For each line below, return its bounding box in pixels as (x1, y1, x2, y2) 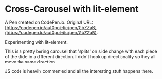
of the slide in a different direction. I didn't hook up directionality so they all (5, 53, 156, 59)
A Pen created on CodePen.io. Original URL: (5, 19, 94, 25)
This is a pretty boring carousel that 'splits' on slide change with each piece (5, 48, 157, 54)
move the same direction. (5, 59, 56, 64)
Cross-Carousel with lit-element (5, 3, 139, 15)
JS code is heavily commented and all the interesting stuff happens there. (5, 68, 154, 74)
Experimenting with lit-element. (5, 39, 68, 45)
